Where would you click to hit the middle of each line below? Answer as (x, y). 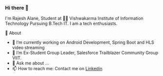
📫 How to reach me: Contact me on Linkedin (57, 69)
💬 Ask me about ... (30, 63)
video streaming (28, 48)
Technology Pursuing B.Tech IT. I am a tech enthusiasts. (61, 23)
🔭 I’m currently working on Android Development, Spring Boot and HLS (83, 42)
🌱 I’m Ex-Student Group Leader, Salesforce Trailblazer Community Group (85, 53)
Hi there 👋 (17, 8)
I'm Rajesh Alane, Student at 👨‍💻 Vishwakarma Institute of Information (74, 19)
